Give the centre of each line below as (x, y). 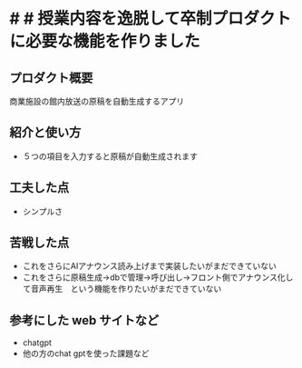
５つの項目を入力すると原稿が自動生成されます (110, 156)
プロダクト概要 (51, 78)
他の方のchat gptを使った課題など (86, 353)
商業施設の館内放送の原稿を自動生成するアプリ (97, 101)
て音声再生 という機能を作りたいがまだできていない (122, 289)
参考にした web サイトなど (84, 320)
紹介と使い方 (45, 133)
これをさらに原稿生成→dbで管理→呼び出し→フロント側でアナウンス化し (158, 277)
